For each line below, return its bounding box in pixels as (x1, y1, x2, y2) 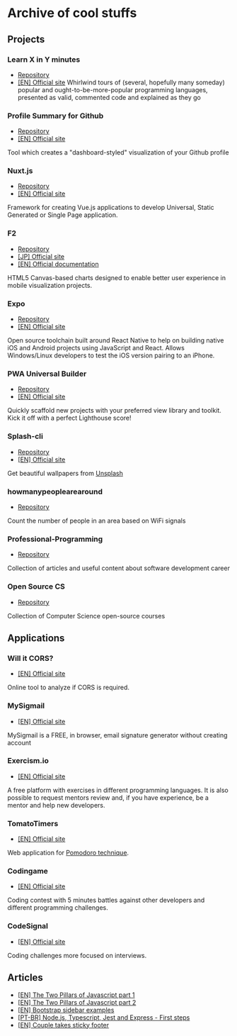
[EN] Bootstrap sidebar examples (17, 1006, 115, 1014)
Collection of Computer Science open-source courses (7, 611, 166, 620)
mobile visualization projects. (7, 281, 93, 289)
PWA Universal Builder (7, 369, 87, 379)
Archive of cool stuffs (7, 5, 137, 21)
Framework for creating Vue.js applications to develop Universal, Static (7, 204, 214, 212)
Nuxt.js (7, 166, 33, 176)
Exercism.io (7, 756, 50, 766)
